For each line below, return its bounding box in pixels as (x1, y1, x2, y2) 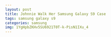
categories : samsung (5, 20, 47, 25)
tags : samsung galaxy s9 (5, 16, 56, 21)
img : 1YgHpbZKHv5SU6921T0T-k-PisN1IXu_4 (5, 25, 89, 30)
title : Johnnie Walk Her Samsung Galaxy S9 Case (5, 12, 106, 16)
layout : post (5, 7, 32, 12)
